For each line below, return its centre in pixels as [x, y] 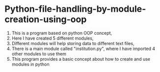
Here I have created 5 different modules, [53, 38]
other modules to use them [39, 54]
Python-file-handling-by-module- [75, 9]
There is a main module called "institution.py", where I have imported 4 [83, 48]
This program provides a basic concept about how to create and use [81, 59]
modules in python [30, 64]
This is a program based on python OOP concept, [62, 33]
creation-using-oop [46, 19]
